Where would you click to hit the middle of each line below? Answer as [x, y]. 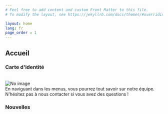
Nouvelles [18, 107]
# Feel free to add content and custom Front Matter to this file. [77, 10]
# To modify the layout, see [35, 14]
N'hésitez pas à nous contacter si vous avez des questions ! [67, 94]
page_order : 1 [21, 33]
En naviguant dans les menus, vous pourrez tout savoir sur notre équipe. [80, 88]
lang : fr [14, 28]
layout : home [19, 23]
